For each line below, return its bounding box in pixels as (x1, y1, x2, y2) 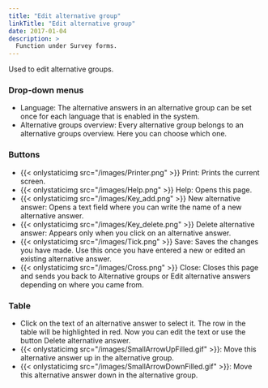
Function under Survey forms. (15, 42, 117, 50)
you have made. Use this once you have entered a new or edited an (19, 245, 245, 255)
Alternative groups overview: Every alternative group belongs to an (19, 120, 245, 130)
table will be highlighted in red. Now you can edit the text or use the (19, 327, 246, 337)
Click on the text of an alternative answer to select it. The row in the (19, 318, 246, 329)
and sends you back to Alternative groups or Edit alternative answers (19, 271, 251, 281)
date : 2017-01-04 (8, 27, 67, 35)
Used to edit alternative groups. (8, 64, 114, 74)
